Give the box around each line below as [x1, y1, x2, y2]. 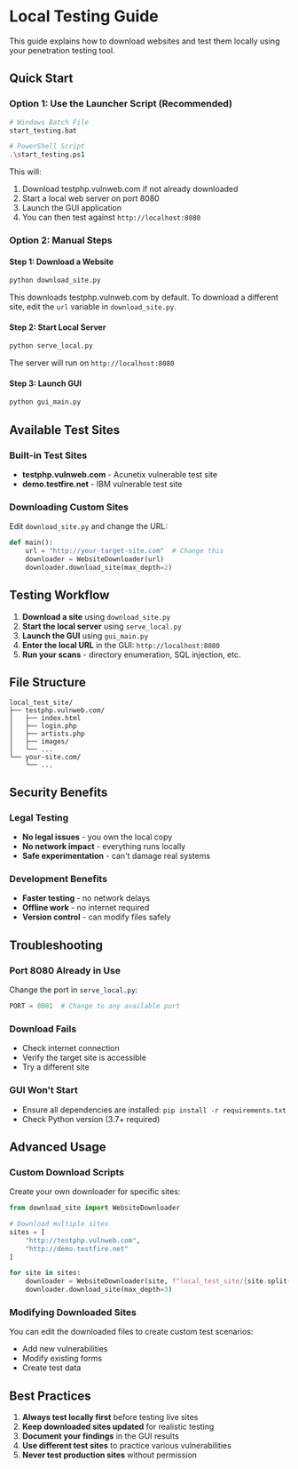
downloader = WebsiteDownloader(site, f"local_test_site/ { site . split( [25, 1277, 292, 1286]
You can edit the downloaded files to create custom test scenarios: [9, 1327, 254, 1337]
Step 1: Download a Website [9, 256, 114, 267]
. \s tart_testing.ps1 [9, 150, 86, 159]
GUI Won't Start [9, 1084, 78, 1096]
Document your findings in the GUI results [21, 1431, 179, 1441]
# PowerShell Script [9, 142, 86, 151]
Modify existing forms [21, 1353, 103, 1364]
